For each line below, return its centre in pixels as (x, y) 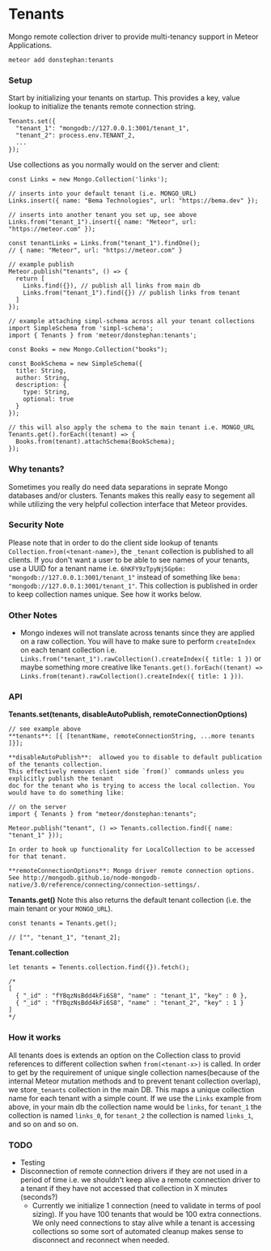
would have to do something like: (67, 793)
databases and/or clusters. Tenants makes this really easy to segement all (132, 496)
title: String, (41, 371)
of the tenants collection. (56, 765)
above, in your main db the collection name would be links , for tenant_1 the (135, 1107)
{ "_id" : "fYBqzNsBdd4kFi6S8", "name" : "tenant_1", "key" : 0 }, (132, 996)
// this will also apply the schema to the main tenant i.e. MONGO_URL (131, 428)
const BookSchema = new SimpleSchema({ (76, 364)
